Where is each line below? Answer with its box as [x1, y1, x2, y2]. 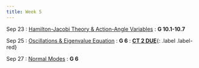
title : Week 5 [6, 8, 42, 15]
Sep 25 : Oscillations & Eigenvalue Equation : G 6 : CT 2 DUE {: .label [6, 37, 176, 44]
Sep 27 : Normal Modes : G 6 [6, 55, 79, 62]
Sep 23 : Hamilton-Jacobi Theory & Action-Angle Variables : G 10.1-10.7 [6, 25, 186, 32]
